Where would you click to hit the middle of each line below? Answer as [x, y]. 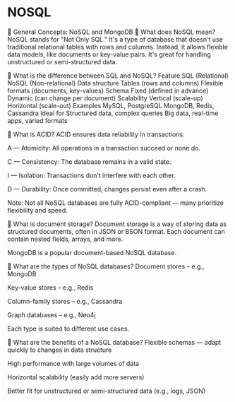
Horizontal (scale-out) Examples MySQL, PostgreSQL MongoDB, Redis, [111, 105]
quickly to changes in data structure [60, 350]
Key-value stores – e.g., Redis [50, 288]
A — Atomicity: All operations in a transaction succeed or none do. [104, 148]
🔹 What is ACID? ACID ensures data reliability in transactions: [96, 134]
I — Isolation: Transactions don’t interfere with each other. [91, 175]
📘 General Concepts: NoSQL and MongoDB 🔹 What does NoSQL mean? [112, 32]
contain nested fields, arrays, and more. [65, 239]
